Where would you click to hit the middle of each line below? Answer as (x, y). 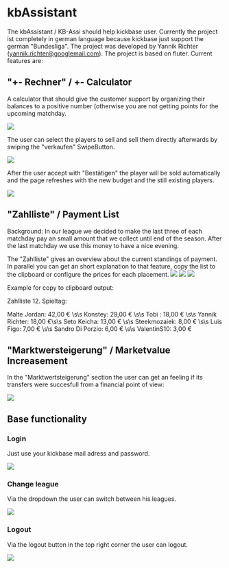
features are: (25, 60)
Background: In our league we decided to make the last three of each (105, 231)
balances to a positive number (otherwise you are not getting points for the (113, 106)
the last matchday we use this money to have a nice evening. (93, 245)
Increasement (37, 361)
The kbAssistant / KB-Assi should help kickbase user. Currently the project (112, 32)
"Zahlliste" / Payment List (63, 215)
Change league (33, 484)
